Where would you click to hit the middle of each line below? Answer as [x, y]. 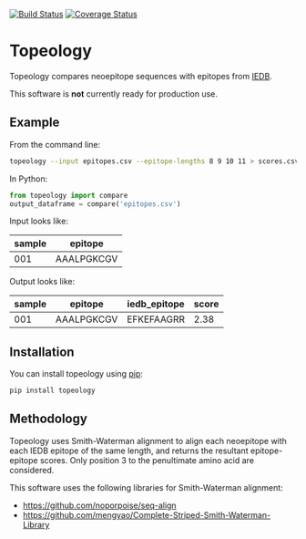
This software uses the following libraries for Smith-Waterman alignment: [147, 487]
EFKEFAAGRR [156, 319]
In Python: [29, 179]
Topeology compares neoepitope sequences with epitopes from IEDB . [141, 76]
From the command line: [55, 144]
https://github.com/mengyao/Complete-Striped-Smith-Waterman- [147, 514]
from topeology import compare [69, 195]
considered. [32, 470]
